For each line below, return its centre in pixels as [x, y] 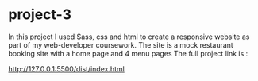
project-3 [40, 15]
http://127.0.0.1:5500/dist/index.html [66, 68]
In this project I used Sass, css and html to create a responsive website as [129, 37]
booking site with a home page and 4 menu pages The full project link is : [128, 53]
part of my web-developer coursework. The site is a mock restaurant [121, 44]
